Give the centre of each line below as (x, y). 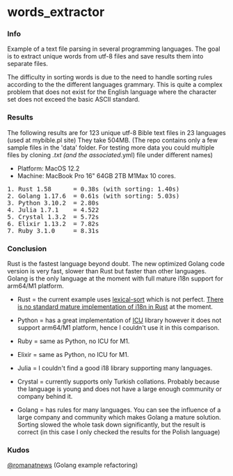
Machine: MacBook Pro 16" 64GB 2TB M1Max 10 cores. (96, 175)
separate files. (28, 64)
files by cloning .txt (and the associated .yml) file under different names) (110, 154)
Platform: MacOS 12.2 (48, 168)
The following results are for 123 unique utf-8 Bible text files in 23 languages (116, 132)
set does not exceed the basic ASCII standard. (74, 100)
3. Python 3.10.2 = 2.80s (53, 203)
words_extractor (56, 12)
